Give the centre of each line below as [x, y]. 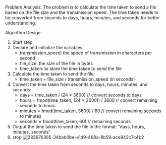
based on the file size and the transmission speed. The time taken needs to [82, 12]
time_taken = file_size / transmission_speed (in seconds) [77, 79]
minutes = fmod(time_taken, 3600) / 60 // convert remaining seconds [90, 111]
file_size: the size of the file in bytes [56, 63]
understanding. [21, 23]
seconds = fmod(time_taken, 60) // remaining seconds [75, 121]
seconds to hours [38, 106]
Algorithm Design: [24, 33]
